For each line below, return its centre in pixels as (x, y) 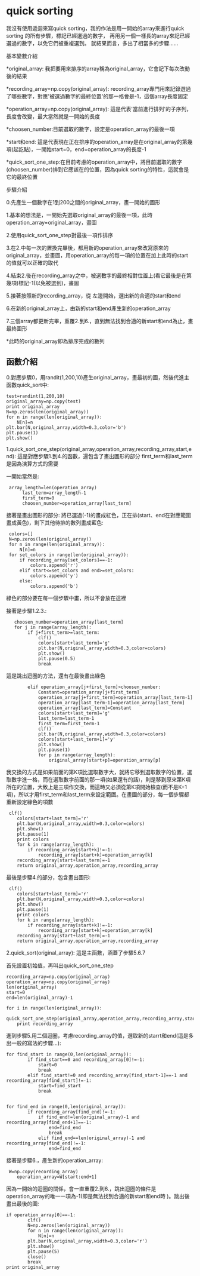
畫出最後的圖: (23, 1203)
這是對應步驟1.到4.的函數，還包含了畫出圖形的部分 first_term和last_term (105, 456)
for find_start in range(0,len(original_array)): (69, 1054)
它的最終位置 (22, 177)
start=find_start (60, 1085)
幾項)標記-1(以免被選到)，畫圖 (43, 283)
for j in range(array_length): (53, 627)
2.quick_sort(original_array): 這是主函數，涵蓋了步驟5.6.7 (76, 953)
